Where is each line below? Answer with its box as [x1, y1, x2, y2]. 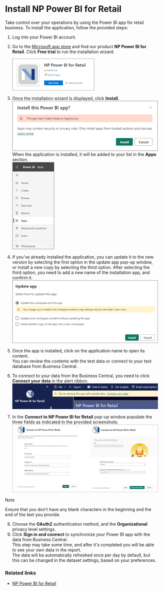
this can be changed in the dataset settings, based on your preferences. [12, 557, 157, 563]
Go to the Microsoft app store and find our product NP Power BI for [12, 43, 147, 49]
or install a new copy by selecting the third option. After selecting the [12, 264, 150, 270]
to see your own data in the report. [12, 547, 81, 553]
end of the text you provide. [5, 512, 61, 517]
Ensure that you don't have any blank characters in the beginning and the [5, 507, 152, 513]
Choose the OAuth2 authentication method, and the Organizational [12, 521, 148, 527]
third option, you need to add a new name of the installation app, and [12, 269, 150, 275]
